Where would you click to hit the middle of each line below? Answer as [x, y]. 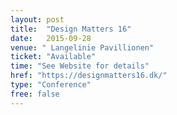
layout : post [37, 19]
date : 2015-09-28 [51, 38]
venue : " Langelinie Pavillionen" [82, 47]
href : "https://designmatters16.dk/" [89, 76]
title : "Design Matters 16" [71, 29]
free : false [35, 94]
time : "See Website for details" [80, 66]
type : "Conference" [51, 85]
